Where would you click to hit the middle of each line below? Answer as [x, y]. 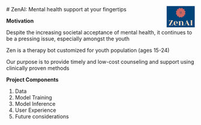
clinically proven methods [38, 68]
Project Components [32, 79]
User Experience [36, 110]
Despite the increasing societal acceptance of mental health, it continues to [99, 32]
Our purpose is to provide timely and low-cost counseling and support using [100, 62]
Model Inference [35, 104]
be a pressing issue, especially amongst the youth [68, 39]
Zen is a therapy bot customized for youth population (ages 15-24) [88, 50]
